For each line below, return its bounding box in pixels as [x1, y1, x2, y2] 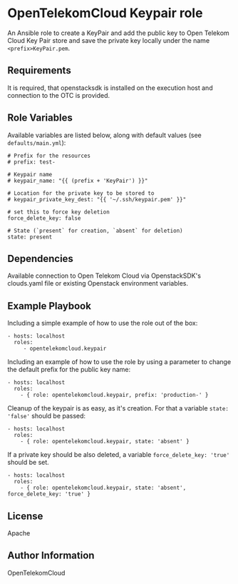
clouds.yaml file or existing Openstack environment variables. [7, 279, 189, 288]
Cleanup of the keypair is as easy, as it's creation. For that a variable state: [7, 404, 229, 413]
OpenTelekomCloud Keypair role [7, 5, 203, 21]
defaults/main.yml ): [7, 138, 66, 147]
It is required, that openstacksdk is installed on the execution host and [7, 84, 213, 92]
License [7, 510, 43, 522]
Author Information [7, 550, 95, 562]
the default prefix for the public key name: [7, 366, 130, 374]
